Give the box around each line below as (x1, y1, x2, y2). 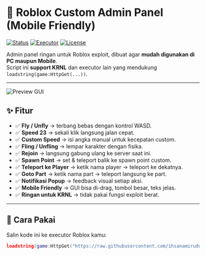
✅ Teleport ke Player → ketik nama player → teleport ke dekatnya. (15, 163, 183, 170)
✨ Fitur (6, 105, 34, 116)
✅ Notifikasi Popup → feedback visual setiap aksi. (15, 177, 143, 185)
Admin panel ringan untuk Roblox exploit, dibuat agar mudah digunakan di (6, 50, 195, 58)
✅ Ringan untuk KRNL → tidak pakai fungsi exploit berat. (15, 191, 159, 198)
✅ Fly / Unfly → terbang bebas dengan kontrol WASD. (15, 122, 152, 129)
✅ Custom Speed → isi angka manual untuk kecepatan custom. (15, 135, 176, 143)
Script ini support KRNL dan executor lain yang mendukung (6, 64, 158, 71)
